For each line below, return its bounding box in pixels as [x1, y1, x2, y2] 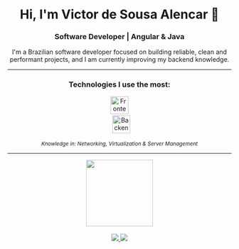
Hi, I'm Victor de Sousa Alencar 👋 [20, 6, 219, 23]
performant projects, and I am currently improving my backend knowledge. [9, 55, 230, 64]
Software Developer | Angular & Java [54, 32, 185, 42]
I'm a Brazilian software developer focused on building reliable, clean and [11, 48, 228, 56]
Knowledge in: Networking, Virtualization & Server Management [41, 140, 198, 148]
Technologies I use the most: [68, 79, 171, 89]
